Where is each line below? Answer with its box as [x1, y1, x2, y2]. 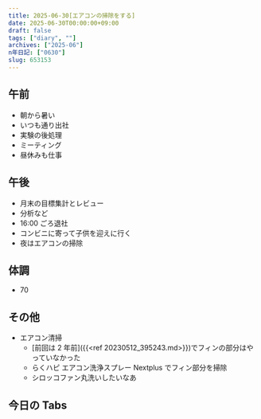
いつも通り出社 [19, 120, 69, 130]
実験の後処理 [19, 130, 62, 139]
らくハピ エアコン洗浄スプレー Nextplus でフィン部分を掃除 [31, 363, 228, 373]
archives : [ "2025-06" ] [8, 41, 84, 49]
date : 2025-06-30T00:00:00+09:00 [8, 19, 119, 27]
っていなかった [31, 353, 81, 362]
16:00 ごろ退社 [19, 218, 68, 228]
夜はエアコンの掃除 [19, 238, 84, 248]
